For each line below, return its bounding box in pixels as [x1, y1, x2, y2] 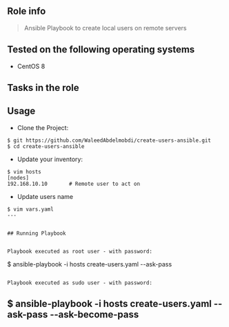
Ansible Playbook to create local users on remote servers [23, 23, 187, 32]
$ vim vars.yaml [7, 206, 54, 213]
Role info [7, 6, 46, 17]
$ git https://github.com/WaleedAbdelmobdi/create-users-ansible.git [7, 137, 212, 144]
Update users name [17, 192, 74, 200]
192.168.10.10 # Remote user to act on [7, 180, 140, 187]
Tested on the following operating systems [7, 44, 195, 56]
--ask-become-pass [49, 309, 139, 321]
